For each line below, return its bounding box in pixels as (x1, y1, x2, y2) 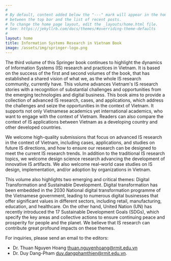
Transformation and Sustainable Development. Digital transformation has (5, 182, 158, 188)
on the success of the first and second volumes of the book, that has (5, 70, 150, 76)
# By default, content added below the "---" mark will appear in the (5, 12, 158, 17)
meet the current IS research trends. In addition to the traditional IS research (5, 150, 165, 156)
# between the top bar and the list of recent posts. (5, 17, 122, 22)
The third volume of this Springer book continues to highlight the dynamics (5, 59, 162, 65)
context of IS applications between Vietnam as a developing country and (5, 119, 158, 125)
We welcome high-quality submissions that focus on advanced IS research (5, 134, 162, 140)
